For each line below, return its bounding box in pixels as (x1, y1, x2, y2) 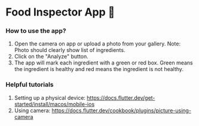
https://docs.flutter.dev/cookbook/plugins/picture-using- (51, 107, 192, 114)
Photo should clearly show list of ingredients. (14, 47, 125, 54)
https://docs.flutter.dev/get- (87, 94, 155, 101)
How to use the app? (5, 27, 66, 35)
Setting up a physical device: (14, 94, 86, 101)
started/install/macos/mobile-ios (14, 100, 95, 107)
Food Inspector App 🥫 (5, 5, 115, 19)
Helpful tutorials (5, 81, 54, 89)
